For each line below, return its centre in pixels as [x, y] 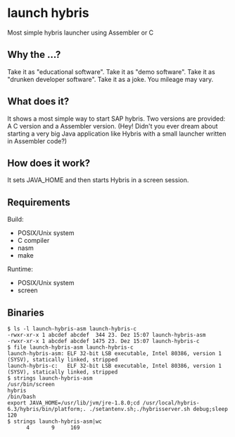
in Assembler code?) [37, 141]
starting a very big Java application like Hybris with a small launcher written [117, 133]
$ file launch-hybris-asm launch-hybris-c [70, 347]
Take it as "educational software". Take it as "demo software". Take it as [112, 71]
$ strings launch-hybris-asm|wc [55, 421]
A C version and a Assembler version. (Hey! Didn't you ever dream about [113, 126]
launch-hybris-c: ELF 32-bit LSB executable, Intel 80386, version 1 [114, 366]
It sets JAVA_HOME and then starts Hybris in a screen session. [98, 180]
